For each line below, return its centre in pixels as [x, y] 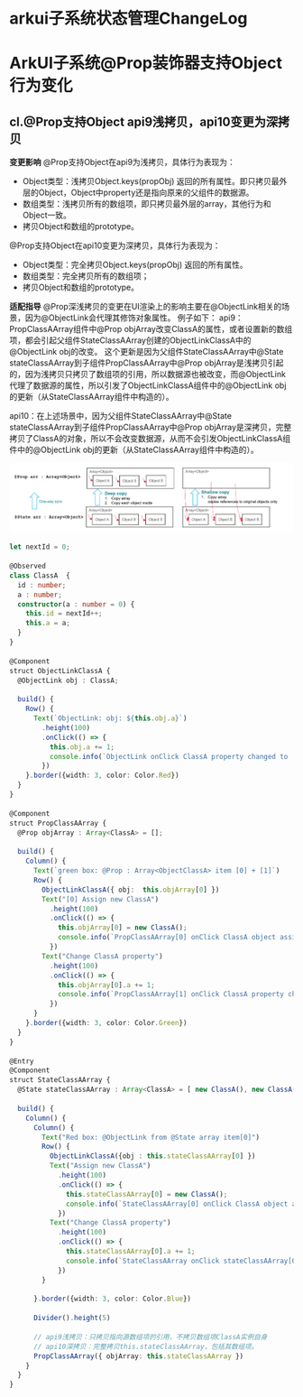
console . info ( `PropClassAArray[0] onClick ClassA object [167, 938]
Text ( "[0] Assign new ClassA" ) [101, 899]
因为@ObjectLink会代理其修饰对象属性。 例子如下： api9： [134, 318]
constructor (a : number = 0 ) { [76, 604]
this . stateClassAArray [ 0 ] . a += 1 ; [131, 1252]
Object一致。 [47, 215]
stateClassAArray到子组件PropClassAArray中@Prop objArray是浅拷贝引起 [147, 363]
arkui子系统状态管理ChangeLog [129, 19]
